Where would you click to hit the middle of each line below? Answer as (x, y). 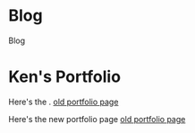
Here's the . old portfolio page (64, 102)
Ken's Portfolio (65, 77)
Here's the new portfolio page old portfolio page (97, 119)
